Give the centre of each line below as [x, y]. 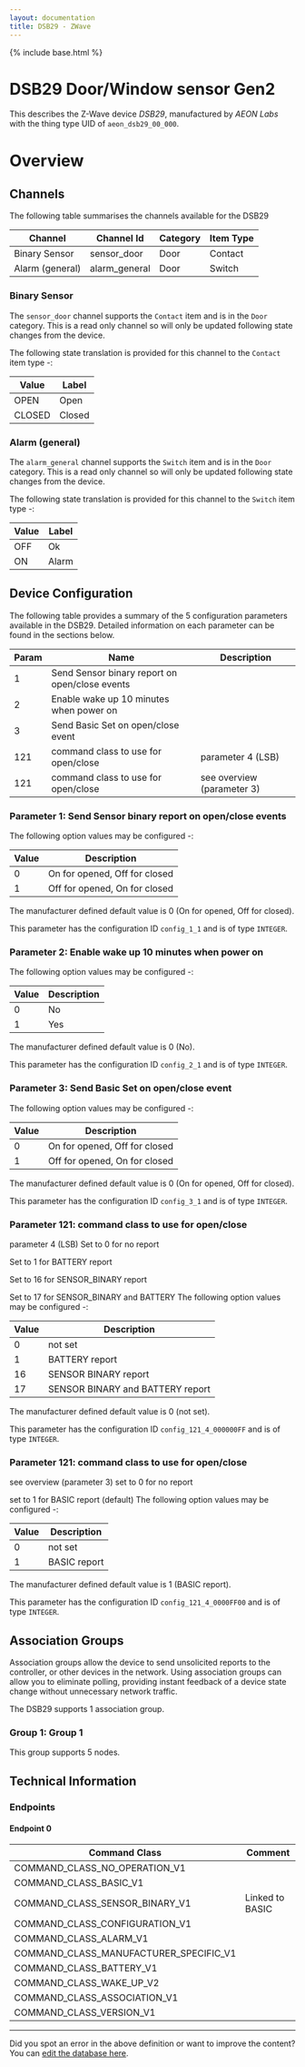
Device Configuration [71, 594]
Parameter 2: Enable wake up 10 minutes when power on [137, 952]
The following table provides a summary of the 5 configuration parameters [148, 615]
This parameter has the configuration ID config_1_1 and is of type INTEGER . [148, 928]
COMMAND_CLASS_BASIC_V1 [79, 1882]
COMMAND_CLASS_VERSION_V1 [85, 2012]
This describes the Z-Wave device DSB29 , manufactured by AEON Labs [144, 114]
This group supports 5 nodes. [65, 1752]
